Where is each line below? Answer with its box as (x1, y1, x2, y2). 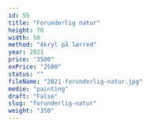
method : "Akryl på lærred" (8, 41, 97, 49)
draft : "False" (8, 92, 58, 100)
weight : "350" (8, 107, 55, 115)
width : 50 (8, 33, 41, 42)
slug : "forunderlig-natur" (8, 99, 97, 107)
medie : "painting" (8, 84, 69, 93)
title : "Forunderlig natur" (8, 19, 101, 27)
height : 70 (8, 26, 44, 34)
